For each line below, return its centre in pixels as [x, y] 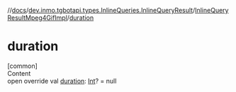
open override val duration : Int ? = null [62, 81]
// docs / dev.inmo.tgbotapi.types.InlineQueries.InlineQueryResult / [101, 10]
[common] [22, 66]
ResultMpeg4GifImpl [37, 18]
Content [19, 73]
